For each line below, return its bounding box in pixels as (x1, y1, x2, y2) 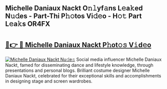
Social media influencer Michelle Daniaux (76, 56, 162, 62)
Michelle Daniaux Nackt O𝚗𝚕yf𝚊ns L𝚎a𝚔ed (5, 4, 143, 13)
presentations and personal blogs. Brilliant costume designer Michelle (5, 67, 150, 73)
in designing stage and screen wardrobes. (5, 78, 93, 84)
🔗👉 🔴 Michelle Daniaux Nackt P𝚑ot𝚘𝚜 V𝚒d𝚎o (5, 40, 152, 49)
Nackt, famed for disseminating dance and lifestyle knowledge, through (5, 62, 153, 68)
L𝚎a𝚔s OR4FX (5, 20, 50, 28)
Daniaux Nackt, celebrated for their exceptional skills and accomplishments (5, 73, 161, 78)
